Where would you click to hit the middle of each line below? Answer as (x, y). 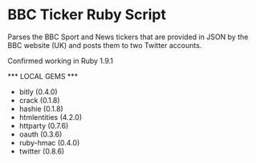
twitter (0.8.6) (42, 151)
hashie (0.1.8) (41, 109)
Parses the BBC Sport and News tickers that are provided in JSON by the (128, 37)
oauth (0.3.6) (41, 134)
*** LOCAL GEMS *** (43, 76)
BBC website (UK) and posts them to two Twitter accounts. (105, 45)
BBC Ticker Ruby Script (87, 15)
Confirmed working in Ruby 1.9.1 (61, 61)
